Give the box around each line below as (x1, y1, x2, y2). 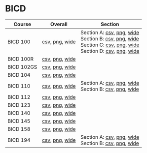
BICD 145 (7, 118, 31, 124)
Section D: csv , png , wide (80, 47, 140, 54)
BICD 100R (7, 55, 34, 62)
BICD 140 (7, 109, 31, 116)
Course (13, 21, 32, 28)
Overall (50, 21, 68, 28)
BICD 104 (7, 71, 31, 78)
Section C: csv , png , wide (80, 41, 140, 48)
